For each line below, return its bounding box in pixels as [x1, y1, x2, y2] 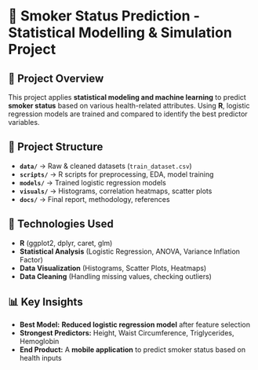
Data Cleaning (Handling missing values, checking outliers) [19, 271, 212, 281]
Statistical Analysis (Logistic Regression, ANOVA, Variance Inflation [19, 247, 241, 256]
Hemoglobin [19, 337, 60, 346]
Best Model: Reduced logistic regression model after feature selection [19, 320, 251, 329]
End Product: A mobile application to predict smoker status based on [19, 345, 245, 354]
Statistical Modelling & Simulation [8, 24, 233, 42]
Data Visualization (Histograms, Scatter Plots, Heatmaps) [19, 263, 207, 273]
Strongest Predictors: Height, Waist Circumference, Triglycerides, [19, 328, 234, 338]
